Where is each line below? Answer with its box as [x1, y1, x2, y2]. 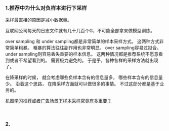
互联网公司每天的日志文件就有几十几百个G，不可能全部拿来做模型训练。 [5, 28, 155, 34]
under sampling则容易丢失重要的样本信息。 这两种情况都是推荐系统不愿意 [5, 51, 159, 57]
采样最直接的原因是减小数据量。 [5, 17, 72, 23]
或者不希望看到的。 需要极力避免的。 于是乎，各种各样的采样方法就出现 [9, 57, 158, 64]
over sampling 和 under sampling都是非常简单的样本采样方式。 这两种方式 [5, 38, 159, 45]
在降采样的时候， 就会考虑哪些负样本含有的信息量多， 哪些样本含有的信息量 [5, 74, 163, 80]
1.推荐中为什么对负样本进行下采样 [5, 4, 87, 11]
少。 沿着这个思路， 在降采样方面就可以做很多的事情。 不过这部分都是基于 [5, 81, 160, 87]
